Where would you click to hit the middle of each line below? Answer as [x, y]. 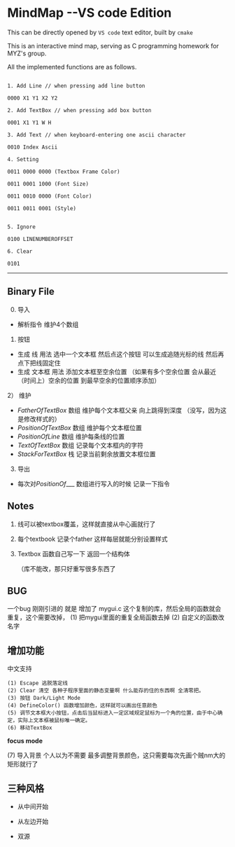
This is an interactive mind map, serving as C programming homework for [113, 46]
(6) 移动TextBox [30, 728]
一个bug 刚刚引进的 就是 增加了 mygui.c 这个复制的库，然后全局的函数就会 [114, 609]
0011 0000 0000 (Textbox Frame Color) [64, 172]
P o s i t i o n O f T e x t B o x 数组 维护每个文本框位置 [79, 427]
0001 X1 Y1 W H [29, 123]
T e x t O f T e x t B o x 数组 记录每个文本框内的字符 [80, 445]
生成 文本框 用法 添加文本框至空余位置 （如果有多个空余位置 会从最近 [117, 371]
